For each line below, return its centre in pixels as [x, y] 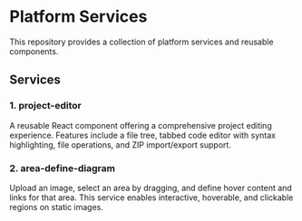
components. [34, 51]
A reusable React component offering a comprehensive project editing [141, 125]
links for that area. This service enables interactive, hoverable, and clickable [151, 197]
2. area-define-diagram [63, 168]
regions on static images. [57, 207]
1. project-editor [45, 106]
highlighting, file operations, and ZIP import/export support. [120, 144]
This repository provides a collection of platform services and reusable [141, 42]
